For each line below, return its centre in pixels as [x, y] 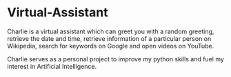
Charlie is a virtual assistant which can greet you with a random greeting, [111, 31]
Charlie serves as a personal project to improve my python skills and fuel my [115, 59]
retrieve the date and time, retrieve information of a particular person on [109, 38]
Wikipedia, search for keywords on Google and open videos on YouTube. [111, 46]
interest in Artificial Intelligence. [52, 66]
